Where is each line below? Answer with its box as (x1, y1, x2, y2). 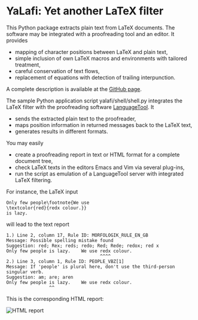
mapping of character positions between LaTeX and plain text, (14, 48, 168, 55)
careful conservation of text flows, (14, 67, 100, 74)
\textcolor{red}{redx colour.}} (6, 205, 87, 211)
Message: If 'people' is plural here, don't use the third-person (6, 264, 175, 270)
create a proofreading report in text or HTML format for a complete (14, 151, 180, 158)
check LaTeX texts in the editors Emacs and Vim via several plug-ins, (14, 164, 185, 171)
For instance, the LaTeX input (6, 188, 78, 195)
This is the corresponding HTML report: (6, 295, 104, 302)
